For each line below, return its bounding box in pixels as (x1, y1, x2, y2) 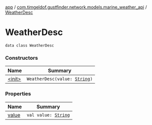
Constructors (5, 54, 38, 61)
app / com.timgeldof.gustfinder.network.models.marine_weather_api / (5, 4, 147, 10)
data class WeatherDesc (5, 43, 54, 48)
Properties (5, 90, 31, 97)
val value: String (26, 112, 70, 118)
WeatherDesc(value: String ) (26, 76, 93, 82)
